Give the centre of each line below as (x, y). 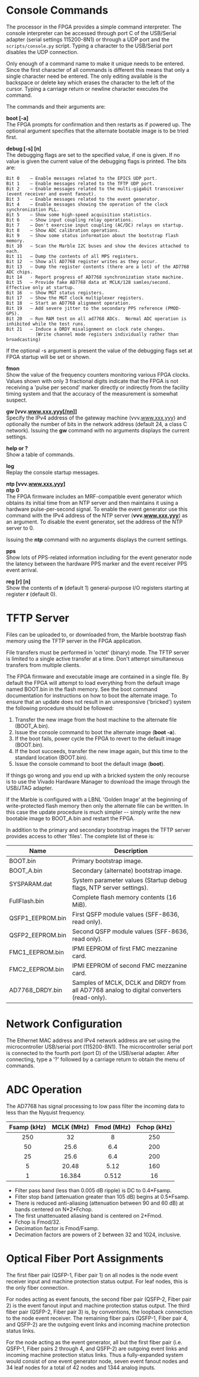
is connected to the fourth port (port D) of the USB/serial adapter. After (93, 1053)
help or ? (17, 448)
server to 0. (20, 528)
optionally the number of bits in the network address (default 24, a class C (97, 424)
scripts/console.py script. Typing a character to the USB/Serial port (89, 46)
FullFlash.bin (27, 901)
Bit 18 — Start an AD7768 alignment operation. (69, 303)
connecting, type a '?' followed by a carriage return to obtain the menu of (96, 1059)
